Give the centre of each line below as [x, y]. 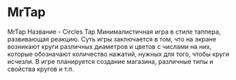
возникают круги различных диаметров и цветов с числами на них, [110, 46]
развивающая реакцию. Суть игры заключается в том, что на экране [112, 39]
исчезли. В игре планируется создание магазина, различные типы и [110, 61]
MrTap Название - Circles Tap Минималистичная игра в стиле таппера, [114, 32]
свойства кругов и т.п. [41, 69]
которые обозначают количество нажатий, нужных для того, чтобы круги [118, 54]
